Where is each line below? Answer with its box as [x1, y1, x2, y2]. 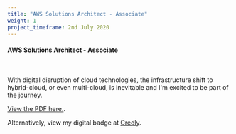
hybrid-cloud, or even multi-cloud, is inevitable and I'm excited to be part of [7, 83, 229, 91]
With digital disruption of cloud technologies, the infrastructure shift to [7, 76, 213, 84]
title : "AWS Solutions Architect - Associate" [7, 10, 148, 18]
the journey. [7, 91, 43, 99]
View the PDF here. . [7, 104, 66, 113]
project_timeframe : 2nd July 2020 [7, 24, 110, 31]
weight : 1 [7, 17, 37, 24]
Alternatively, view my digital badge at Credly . [7, 118, 142, 127]
